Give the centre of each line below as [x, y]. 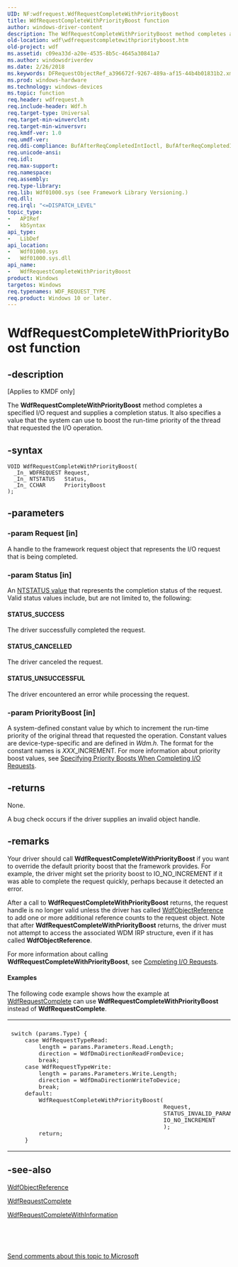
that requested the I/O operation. [55, 428]
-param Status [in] [40, 575]
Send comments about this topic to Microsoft [73, 1256]
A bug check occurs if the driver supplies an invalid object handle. [104, 819]
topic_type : [25, 212]
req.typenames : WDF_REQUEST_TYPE [57, 291]
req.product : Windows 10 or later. [60, 298]
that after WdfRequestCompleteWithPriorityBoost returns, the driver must [117, 925]
